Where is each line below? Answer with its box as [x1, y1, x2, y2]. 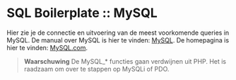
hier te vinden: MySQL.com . [6, 43, 88, 52]
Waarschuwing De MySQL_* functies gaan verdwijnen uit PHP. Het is [23, 57, 227, 65]
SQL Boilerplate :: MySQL [6, 5, 158, 21]
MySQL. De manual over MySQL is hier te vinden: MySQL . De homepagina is [6, 35, 230, 44]
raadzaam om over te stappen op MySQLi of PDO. [23, 64, 170, 73]
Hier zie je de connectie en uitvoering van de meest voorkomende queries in [6, 28, 230, 37]
